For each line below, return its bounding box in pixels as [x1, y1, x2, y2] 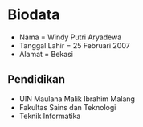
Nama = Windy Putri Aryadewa [18, 32, 122, 42]
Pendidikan [7, 72, 66, 86]
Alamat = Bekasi [18, 49, 74, 59]
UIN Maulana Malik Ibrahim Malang [18, 94, 136, 104]
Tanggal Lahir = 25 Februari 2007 [18, 40, 130, 50]
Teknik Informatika [18, 111, 81, 121]
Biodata [7, 6, 60, 24]
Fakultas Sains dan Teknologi [18, 102, 116, 112]
